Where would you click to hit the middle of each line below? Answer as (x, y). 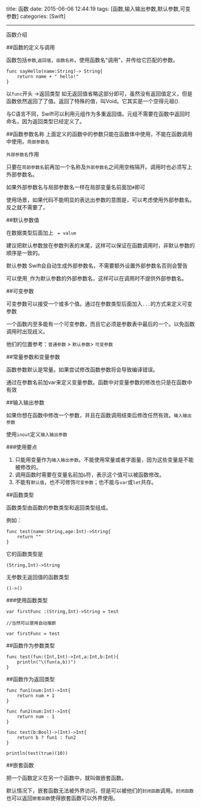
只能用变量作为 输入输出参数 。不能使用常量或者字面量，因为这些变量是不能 (104, 460)
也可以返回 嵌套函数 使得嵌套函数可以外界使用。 (62, 798)
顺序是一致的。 (25, 253)
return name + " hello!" (48, 77)
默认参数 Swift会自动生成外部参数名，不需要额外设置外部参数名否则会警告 (97, 266)
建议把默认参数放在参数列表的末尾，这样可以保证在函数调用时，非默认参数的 (100, 245)
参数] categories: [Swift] (36, 16)
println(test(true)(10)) (37, 753)
